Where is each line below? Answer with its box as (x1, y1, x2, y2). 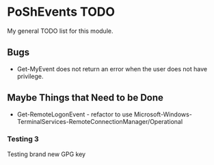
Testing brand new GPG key (7, 150, 86, 158)
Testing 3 (7, 134, 39, 144)
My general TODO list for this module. (7, 27, 113, 35)
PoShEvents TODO (7, 4, 115, 20)
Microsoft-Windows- (133, 110, 193, 118)
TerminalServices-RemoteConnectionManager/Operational (16, 117, 183, 125)
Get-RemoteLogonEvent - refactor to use (16, 110, 133, 118)
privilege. (16, 72, 44, 80)
